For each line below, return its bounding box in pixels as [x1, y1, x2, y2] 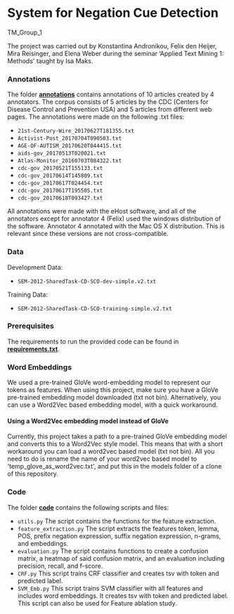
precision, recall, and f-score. [17, 561, 103, 570]
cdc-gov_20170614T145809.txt [17, 172, 103, 180]
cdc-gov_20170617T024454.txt [17, 180, 103, 187]
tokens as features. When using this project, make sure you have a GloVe [7, 386, 219, 394]
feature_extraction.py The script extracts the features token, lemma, [17, 524, 219, 533]
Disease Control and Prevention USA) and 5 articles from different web [7, 105, 212, 114]
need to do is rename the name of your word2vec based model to [7, 455, 197, 463]
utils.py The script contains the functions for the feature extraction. [17, 516, 216, 525]
